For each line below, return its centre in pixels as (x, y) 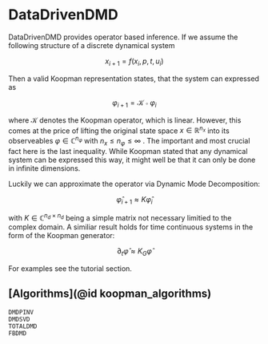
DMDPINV (21, 312)
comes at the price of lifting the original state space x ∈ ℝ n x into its (119, 130)
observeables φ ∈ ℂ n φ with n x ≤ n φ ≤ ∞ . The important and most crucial (129, 141)
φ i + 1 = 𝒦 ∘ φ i (134, 103)
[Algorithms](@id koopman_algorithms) (110, 294)
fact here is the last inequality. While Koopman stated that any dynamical (128, 151)
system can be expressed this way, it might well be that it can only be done (132, 160)
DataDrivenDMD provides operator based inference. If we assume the (123, 37)
